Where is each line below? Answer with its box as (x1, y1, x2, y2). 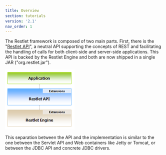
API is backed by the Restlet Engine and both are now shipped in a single (5, 54, 155, 60)
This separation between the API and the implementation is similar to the (5, 134, 154, 140)
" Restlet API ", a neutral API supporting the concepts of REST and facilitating (5, 43, 161, 49)
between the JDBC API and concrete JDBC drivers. (5, 145, 111, 151)
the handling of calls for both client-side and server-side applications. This (5, 49, 159, 55)
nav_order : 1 (5, 24, 32, 29)
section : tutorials (5, 13, 46, 18)
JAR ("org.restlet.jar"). (5, 59, 51, 65)
